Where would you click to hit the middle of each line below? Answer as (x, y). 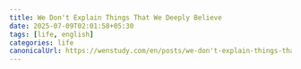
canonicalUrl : (36, 51)
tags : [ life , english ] (52, 34)
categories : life (42, 43)
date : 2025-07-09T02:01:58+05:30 (72, 26)
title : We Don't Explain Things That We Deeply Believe (116, 17)
